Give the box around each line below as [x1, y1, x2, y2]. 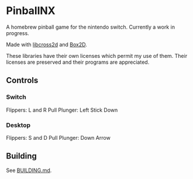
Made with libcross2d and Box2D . [6, 41, 88, 48]
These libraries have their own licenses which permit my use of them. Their [6, 52, 188, 59]
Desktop [6, 121, 31, 129]
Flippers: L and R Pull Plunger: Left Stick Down [6, 106, 118, 113]
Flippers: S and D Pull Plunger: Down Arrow [6, 134, 111, 141]
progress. [6, 29, 29, 36]
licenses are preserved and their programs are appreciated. [6, 58, 150, 66]
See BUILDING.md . [6, 167, 52, 174]
